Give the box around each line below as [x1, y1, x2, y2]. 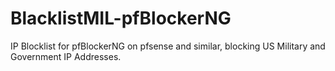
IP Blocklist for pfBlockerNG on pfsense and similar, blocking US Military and [10, 40, 326, 52]
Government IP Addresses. [10, 50, 122, 62]
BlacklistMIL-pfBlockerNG [10, 7, 232, 30]
